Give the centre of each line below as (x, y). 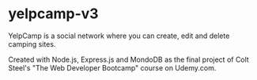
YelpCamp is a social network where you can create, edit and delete (119, 36)
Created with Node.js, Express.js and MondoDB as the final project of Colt (128, 59)
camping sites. (32, 44)
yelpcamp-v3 (53, 14)
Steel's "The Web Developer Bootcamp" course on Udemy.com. (112, 67)
